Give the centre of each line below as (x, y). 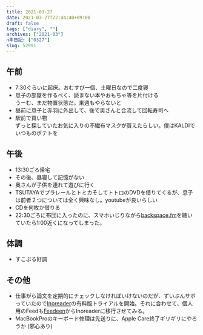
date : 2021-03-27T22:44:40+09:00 (48, 18)
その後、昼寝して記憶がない (50, 177)
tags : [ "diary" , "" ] (32, 29)
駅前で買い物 (31, 118)
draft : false (23, 23)
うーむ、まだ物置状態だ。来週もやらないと (68, 102)
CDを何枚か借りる (38, 207)
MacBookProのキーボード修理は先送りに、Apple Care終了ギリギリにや (103, 319)
